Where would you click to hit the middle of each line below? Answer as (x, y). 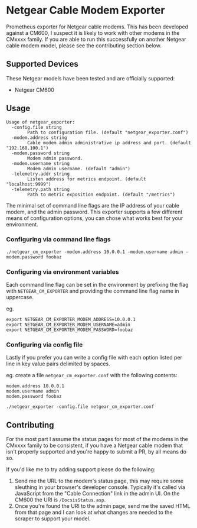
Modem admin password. (55, 158)
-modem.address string (39, 137)
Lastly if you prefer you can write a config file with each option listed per (94, 358)
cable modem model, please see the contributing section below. (84, 46)
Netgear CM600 (35, 90)
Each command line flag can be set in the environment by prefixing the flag (97, 285)
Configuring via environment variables (63, 271)
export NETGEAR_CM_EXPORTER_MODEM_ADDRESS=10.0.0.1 (71, 320)
